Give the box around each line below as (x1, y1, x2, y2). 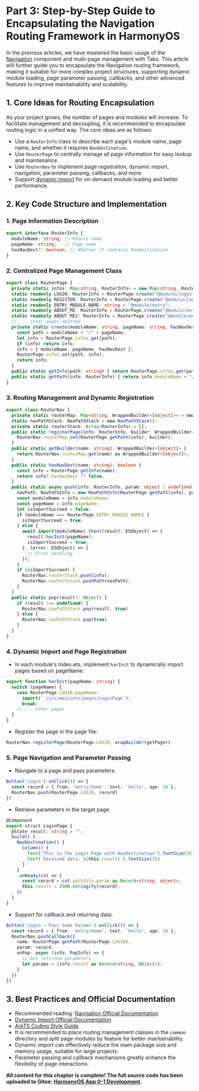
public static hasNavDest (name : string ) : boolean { (11, 462, 142, 468)
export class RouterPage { (6, 280, 73, 286)
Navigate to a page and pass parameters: (14, 767, 116, 774)
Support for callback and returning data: (14, 910, 113, 918)
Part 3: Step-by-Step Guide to (6, 4, 156, 18)
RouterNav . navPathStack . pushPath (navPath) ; (21, 578, 131, 584)
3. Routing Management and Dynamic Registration (6, 393, 154, 401)
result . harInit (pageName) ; (27, 534, 94, 540)
